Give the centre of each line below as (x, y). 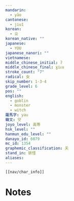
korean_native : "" (25, 39)
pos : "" (14, 91)
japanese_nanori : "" (27, 53)
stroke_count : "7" (25, 72)
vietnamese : (18, 58)
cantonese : (17, 19)
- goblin (19, 100)
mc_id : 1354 (18, 144)
